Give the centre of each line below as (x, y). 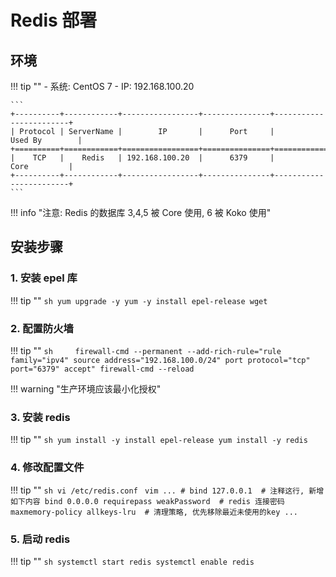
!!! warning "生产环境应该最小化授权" (86, 388)
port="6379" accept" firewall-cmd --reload (102, 369)
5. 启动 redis (40, 539)
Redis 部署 (54, 20)
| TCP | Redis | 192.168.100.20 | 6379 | (142, 158)
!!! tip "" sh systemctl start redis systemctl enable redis (132, 561)
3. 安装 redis (40, 417)
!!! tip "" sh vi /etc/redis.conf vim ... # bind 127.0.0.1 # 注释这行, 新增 (167, 490)
